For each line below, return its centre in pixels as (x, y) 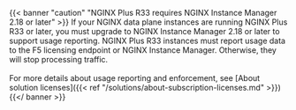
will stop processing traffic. (59, 59)
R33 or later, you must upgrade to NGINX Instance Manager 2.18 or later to (144, 31)
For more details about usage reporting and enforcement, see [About (135, 78)
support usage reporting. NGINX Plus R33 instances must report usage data (147, 40)
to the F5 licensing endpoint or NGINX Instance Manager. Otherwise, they (143, 50)
